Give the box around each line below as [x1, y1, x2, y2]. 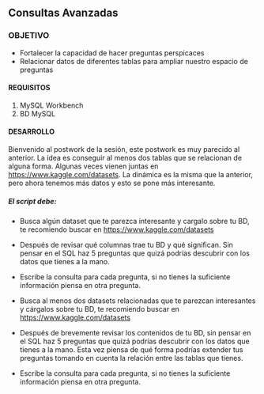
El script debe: [8, 196, 57, 206]
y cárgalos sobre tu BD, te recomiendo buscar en [19, 305, 180, 314]
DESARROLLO [8, 127, 55, 137]
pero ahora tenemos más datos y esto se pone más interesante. [8, 178, 216, 188]
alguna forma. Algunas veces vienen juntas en [8, 161, 159, 171]
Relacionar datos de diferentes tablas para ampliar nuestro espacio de [19, 56, 249, 66]
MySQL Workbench [19, 100, 84, 110]
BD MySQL [19, 108, 56, 118]
